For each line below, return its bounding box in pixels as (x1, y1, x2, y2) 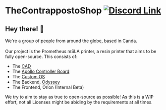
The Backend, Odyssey (12, 79, 60, 85)
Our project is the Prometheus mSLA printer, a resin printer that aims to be (5, 49, 157, 54)
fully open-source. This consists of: (5, 54, 78, 59)
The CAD (12, 63, 31, 69)
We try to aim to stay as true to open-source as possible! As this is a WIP (5, 94, 154, 100)
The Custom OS (12, 74, 45, 79)
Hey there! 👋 (5, 25, 45, 33)
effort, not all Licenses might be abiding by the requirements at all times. (5, 99, 153, 105)
